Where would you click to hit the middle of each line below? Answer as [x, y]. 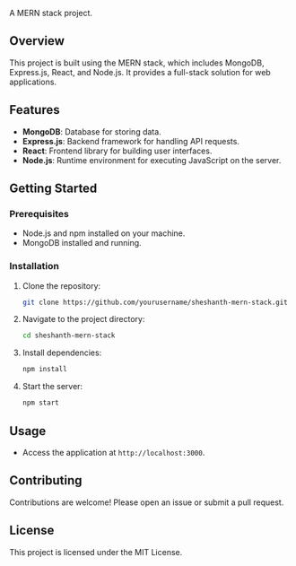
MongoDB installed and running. [82, 243]
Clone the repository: [61, 285]
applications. [33, 82]
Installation [35, 266]
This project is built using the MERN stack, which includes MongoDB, [137, 63]
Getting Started [53, 189]
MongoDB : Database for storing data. [91, 131]
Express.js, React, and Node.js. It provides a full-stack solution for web [140, 72]
